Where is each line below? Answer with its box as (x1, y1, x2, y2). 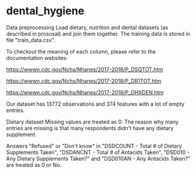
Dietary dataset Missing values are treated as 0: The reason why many (6, 118, 179, 125)
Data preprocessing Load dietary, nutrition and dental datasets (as (6, 24, 169, 31)
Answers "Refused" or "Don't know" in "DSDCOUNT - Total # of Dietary (6, 142, 182, 149)
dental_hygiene (6, 4, 85, 18)
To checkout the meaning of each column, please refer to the (6, 48, 156, 55)
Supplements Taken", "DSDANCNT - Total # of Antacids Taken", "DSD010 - (6, 149, 190, 156)
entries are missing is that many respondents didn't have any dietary (6, 124, 174, 131)
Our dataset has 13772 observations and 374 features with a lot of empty (6, 100, 185, 108)
